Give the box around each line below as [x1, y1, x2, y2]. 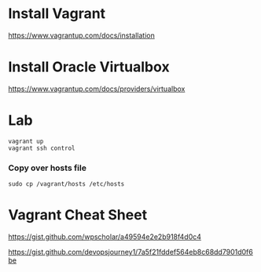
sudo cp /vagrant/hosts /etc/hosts [8, 180, 125, 188]
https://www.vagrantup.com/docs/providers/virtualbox [8, 84, 186, 93]
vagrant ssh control [8, 144, 76, 152]
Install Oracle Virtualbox [8, 58, 171, 76]
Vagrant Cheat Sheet [8, 206, 148, 224]
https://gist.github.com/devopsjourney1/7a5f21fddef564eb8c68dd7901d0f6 [8, 248, 253, 257]
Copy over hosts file [8, 162, 86, 173]
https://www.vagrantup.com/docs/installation [8, 31, 155, 40]
